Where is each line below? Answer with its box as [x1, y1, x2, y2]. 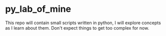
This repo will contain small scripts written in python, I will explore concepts [5, 20, 161, 26]
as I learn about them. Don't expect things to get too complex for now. [5, 25, 149, 31]
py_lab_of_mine [5, 3, 71, 15]
